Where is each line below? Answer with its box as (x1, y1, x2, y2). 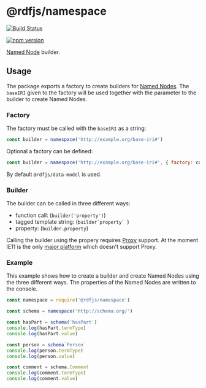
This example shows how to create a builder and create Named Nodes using (6, 272, 199, 280)
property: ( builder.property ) (15, 225, 89, 232)
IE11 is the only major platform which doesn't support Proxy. (6, 243, 158, 251)
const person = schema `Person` (6, 341, 86, 348)
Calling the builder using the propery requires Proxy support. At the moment (6, 237, 198, 244)
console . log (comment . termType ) (6, 370, 86, 376)
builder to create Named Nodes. (6, 95, 88, 102)
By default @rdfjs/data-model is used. (6, 170, 102, 178)
